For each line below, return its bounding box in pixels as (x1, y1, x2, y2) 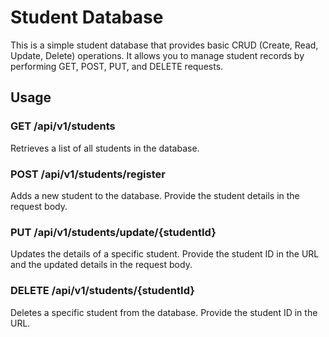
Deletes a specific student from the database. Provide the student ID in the (10, 306, 318, 318)
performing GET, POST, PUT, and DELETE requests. (10, 60, 224, 72)
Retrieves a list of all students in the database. (10, 142, 200, 154)
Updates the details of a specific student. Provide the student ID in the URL (10, 248, 320, 260)
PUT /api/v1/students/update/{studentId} (10, 225, 217, 239)
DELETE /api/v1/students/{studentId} (10, 284, 195, 298)
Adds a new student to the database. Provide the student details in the (10, 189, 300, 201)
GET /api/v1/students (10, 119, 116, 133)
